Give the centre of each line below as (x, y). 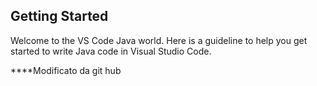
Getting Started (59, 16)
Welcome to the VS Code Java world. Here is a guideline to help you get (159, 40)
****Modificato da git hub (66, 70)
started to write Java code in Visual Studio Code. (111, 51)
